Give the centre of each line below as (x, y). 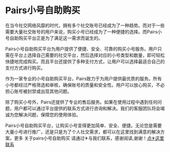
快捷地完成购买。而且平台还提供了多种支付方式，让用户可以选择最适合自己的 (85, 61)
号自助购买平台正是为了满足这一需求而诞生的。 (54, 38)
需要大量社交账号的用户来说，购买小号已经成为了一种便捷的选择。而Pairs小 (83, 31)
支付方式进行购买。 (25, 68)
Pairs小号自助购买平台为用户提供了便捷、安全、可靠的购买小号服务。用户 (81, 49)
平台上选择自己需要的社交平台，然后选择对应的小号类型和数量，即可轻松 (89, 55)
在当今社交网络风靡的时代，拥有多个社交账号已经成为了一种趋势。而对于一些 (85, 25)
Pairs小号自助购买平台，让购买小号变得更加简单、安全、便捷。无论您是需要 (83, 125)
